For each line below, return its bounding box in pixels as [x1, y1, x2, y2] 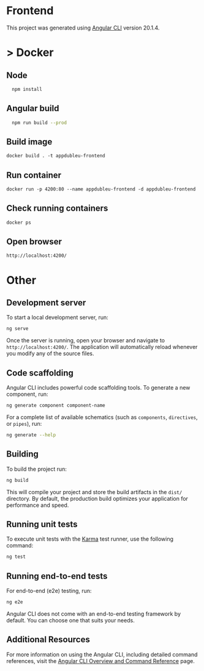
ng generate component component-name [6, 402, 105, 409]
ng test [6, 554, 26, 560]
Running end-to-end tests [6, 571, 108, 581]
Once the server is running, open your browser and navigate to [6, 337, 165, 344]
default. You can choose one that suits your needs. [6, 616, 135, 624]
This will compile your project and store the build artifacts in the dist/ [6, 488, 183, 495]
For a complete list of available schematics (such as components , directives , [6, 413, 198, 421]
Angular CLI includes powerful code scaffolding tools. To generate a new [6, 384, 191, 391]
